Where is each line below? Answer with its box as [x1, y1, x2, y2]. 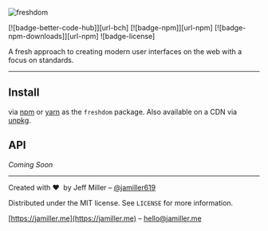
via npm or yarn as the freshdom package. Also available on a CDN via [8, 107, 238, 116]
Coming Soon [8, 159, 53, 169]
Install [8, 86, 40, 100]
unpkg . [8, 115, 32, 125]
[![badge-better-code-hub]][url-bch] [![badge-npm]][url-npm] [8, 23, 213, 32]
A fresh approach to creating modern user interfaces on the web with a [8, 47, 242, 56]
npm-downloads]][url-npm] [8, 32, 99, 41]
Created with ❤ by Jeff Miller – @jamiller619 [8, 182, 156, 192]
